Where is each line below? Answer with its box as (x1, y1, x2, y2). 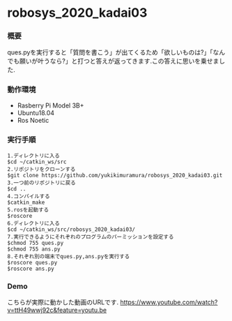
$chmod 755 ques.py (7, 239, 64, 247)
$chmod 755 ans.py (7, 246, 61, 253)
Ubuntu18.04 (17, 108, 54, 117)
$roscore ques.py (7, 260, 58, 267)
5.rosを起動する (7, 207, 49, 214)
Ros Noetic (17, 116, 49, 124)
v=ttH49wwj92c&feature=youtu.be (7, 306, 107, 315)
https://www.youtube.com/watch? (120, 298, 218, 306)
